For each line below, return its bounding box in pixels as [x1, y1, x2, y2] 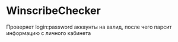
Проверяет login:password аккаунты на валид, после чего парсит [6, 23, 172, 30]
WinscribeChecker [6, 4, 101, 17]
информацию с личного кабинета [6, 29, 91, 36]
